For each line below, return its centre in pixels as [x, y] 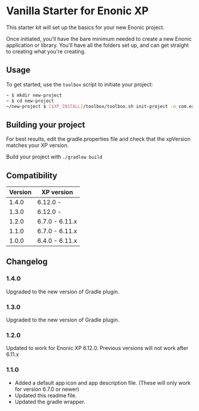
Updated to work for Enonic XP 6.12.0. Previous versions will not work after [97, 348]
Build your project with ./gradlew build [54, 157]
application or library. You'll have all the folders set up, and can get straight [98, 45]
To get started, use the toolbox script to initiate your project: [79, 84]
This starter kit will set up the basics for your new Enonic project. [85, 27]
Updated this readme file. [46, 395]
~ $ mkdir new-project [34, 95]
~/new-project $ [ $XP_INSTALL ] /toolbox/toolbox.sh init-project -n [91, 106]
